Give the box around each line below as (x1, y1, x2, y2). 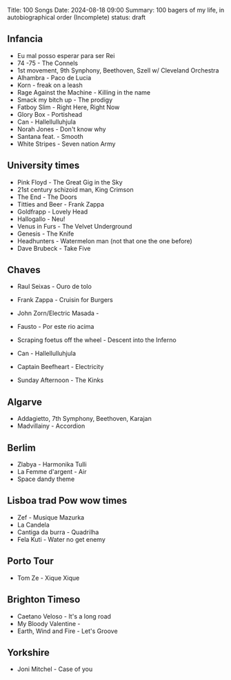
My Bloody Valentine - (17, 619, 81, 627)
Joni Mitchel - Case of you (17, 665, 93, 673)
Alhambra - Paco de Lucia (17, 73, 92, 82)
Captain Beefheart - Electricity (17, 363, 104, 371)
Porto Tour (7, 556, 54, 567)
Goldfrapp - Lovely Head (17, 207, 88, 216)
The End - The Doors (17, 193, 77, 201)
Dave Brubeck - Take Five (17, 244, 91, 252)
